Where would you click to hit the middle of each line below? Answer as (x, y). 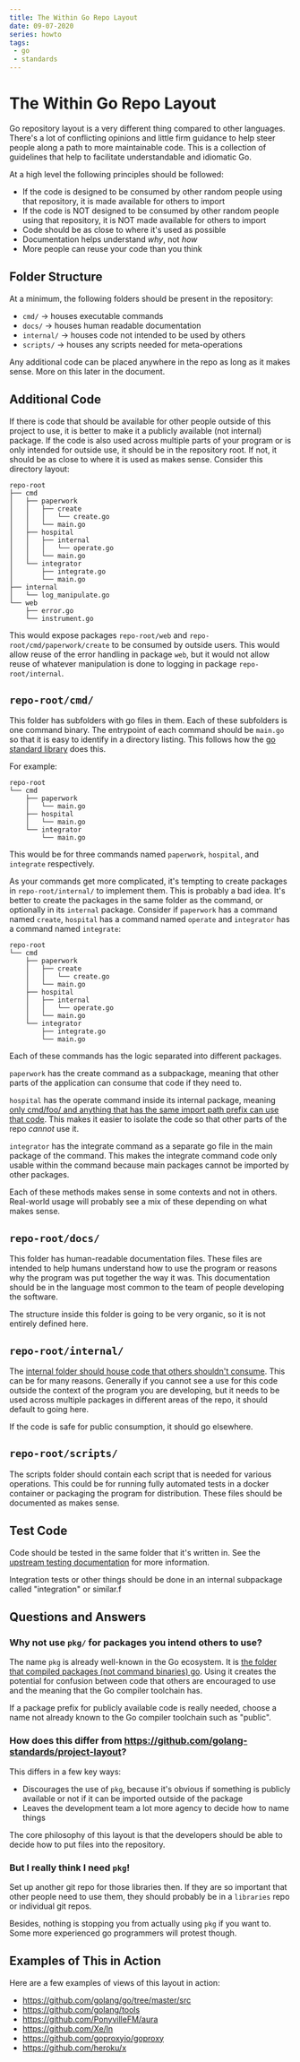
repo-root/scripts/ (64, 1454)
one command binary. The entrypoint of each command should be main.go (147, 730)
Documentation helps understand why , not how (110, 239)
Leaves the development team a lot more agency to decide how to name (155, 1807)
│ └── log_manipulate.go (60, 595)
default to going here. (49, 1409)
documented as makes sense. (64, 1503)
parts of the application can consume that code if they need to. (125, 1083)
